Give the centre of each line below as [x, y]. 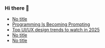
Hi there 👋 [17, 8]
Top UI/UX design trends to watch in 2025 [56, 30]
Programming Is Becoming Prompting [51, 24]
